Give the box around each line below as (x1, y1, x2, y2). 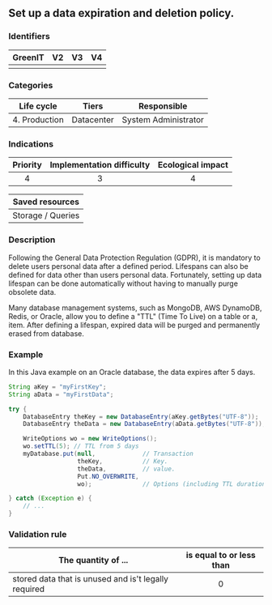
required (12, 583, 45, 594)
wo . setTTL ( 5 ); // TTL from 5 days (23, 442, 139, 450)
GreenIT (12, 52, 45, 63)
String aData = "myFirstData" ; (8, 390, 114, 398)
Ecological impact (157, 160, 229, 171)
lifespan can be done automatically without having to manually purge (8, 279, 239, 288)
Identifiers (8, 31, 50, 42)
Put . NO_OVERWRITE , (77, 472, 139, 480)
